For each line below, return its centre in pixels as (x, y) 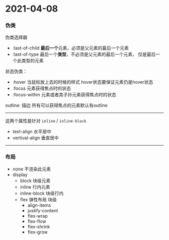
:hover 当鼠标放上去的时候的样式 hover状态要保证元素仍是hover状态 (83, 82)
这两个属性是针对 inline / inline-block (46, 121)
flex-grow (37, 232)
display (20, 174)
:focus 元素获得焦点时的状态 (42, 88)
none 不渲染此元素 (32, 169)
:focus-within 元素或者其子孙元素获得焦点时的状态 (64, 95)
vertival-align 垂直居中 (35, 138)
